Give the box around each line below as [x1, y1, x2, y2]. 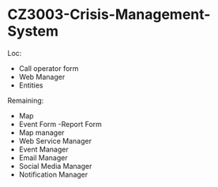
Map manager [18, 128, 65, 137]
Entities [18, 80, 43, 90]
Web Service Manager [18, 136, 92, 145]
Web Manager [18, 72, 66, 81]
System [7, 22, 59, 40]
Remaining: [7, 95, 44, 105]
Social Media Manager [18, 161, 92, 170]
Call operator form [18, 63, 79, 73]
